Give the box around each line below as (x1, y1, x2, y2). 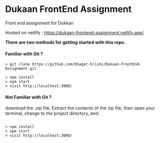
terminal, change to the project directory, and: (5, 111, 100, 117)
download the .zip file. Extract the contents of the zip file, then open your (5, 105, 156, 111)
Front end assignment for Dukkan (5, 20, 74, 26)
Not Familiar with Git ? (5, 94, 52, 100)
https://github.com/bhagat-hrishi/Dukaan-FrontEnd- (31, 62, 142, 67)
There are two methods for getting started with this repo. (5, 39, 126, 45)
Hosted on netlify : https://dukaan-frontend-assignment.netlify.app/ (5, 29, 144, 35)
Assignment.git (5, 66, 37, 71)
